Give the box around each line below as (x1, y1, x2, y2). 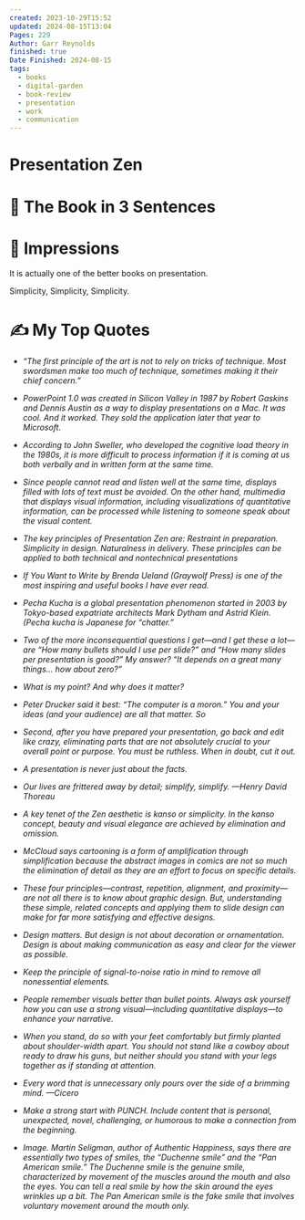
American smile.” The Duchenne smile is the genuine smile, (22, 1162, 246, 1173)
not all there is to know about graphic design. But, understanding (37, 892, 282, 903)
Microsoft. (22, 422, 62, 433)
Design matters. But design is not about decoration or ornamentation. (22, 930, 285, 941)
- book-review (17, 89, 71, 99)
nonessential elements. (22, 976, 110, 987)
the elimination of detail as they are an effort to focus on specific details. (22, 865, 297, 876)
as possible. (22, 949, 68, 960)
